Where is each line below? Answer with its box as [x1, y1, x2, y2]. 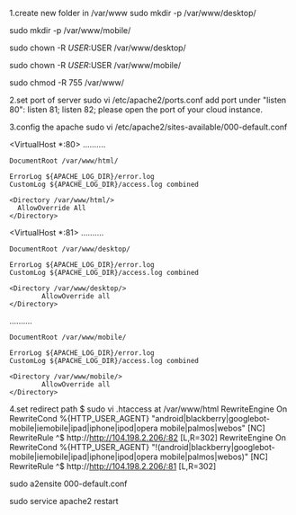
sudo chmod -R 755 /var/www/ [9, 77, 124, 88]
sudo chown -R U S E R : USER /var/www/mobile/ [9, 60, 182, 70]
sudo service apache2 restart [9, 496, 119, 506]
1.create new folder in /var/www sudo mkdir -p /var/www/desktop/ [9, 8, 256, 18]
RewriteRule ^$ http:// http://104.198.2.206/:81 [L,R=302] [9, 461, 217, 471]
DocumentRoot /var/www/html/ [9, 156, 119, 165]
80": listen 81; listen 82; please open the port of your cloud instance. [9, 104, 264, 115]
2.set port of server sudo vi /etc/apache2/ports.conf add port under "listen [9, 94, 287, 105]
